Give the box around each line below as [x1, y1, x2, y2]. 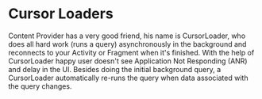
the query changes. [8, 81, 72, 91]
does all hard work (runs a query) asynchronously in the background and [8, 39, 247, 48]
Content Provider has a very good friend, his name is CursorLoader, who [8, 31, 246, 40]
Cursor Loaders [8, 5, 114, 23]
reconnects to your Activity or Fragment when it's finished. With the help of [8, 48, 255, 57]
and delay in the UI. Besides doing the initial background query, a [8, 64, 222, 74]
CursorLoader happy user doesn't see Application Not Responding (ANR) [8, 56, 248, 66]
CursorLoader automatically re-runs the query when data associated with [8, 73, 249, 82]
